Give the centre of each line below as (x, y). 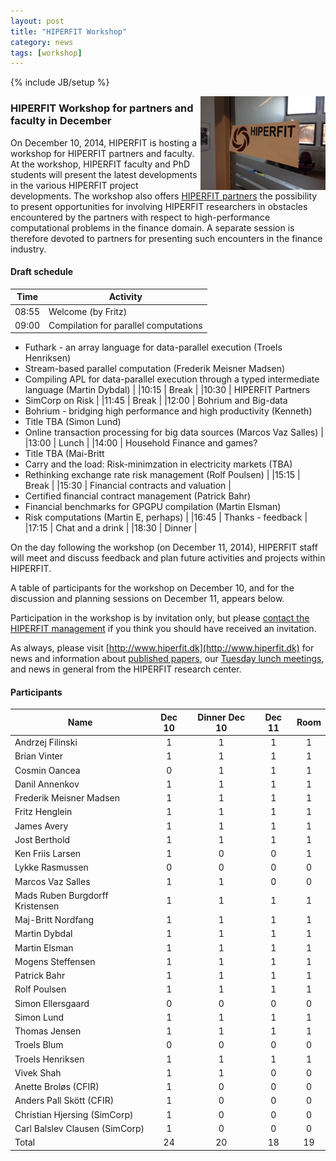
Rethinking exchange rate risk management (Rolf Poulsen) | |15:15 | (162, 475)
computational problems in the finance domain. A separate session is (152, 227)
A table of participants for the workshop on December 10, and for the (152, 588)
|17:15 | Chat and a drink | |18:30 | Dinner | (111, 528)
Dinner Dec (221, 717)
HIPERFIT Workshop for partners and (102, 108)
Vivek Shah (38, 1072)
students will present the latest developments (104, 174)
